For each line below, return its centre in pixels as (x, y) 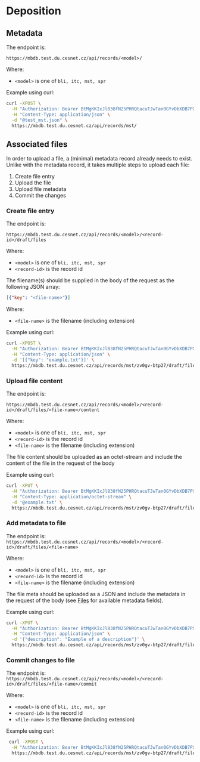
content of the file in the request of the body (60, 463)
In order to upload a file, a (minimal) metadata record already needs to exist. (99, 159)
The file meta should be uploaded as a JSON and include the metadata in (96, 594)
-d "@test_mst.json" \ (40, 120)
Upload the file (33, 183)
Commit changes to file (40, 660)
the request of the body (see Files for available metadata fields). (85, 600)
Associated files (37, 144)
